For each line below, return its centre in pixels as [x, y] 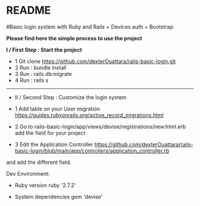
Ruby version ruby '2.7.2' [45, 185]
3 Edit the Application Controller [54, 144]
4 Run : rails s [32, 80]
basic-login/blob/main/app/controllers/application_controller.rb [92, 150]
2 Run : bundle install [40, 67]
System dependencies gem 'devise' [59, 197]
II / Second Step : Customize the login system [71, 97]
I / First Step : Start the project [44, 50]
